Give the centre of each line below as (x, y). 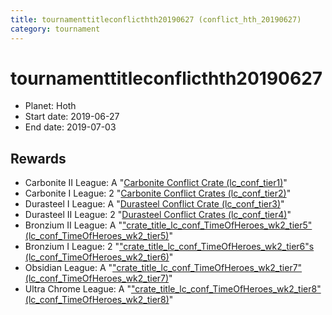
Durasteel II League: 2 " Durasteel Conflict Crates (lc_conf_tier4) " (158, 215)
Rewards (38, 158)
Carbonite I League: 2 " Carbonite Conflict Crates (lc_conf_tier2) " (158, 193)
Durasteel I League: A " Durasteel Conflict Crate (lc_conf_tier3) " (154, 204)
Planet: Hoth (50, 106)
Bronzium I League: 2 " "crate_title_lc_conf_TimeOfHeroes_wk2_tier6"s (169, 247)
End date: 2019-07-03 (70, 127)
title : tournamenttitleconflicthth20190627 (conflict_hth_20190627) (156, 19)
